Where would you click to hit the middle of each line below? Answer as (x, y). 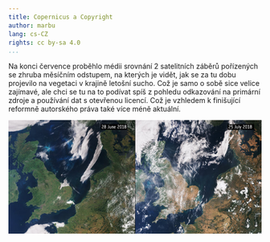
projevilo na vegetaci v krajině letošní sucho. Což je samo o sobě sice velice (134, 84)
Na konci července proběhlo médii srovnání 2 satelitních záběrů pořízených (133, 66)
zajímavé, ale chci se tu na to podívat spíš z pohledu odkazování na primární (135, 92)
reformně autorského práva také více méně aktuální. (94, 109)
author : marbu (32, 25)
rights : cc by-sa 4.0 (45, 43)
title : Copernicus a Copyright (61, 17)
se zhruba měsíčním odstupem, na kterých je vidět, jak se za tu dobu (123, 75)
